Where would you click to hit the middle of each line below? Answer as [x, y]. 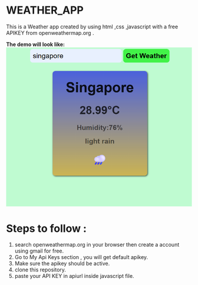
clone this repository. [40, 270]
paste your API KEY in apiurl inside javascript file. [74, 276]
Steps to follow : [47, 228]
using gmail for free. [39, 251]
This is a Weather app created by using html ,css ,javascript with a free [92, 27]
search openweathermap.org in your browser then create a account [97, 245]
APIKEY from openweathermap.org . [50, 32]
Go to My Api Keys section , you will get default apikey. [81, 257]
